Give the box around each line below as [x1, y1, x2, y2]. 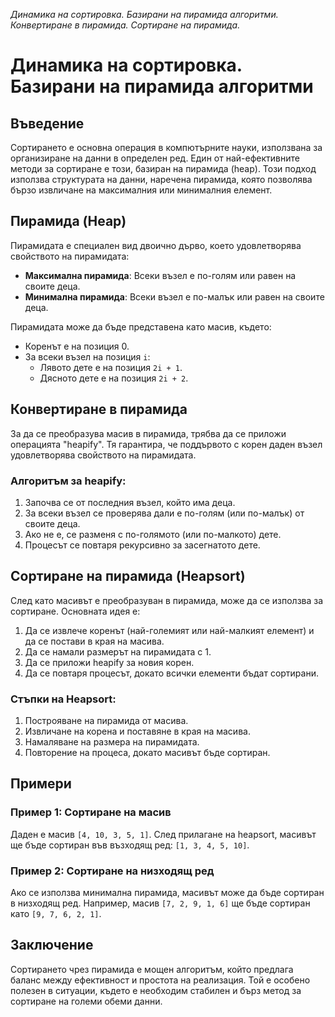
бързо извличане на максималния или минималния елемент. [10, 184, 273, 196]
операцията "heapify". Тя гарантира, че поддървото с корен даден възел [10, 438, 323, 450]
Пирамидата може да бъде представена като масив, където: [10, 320, 272, 333]
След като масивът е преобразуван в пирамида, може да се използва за [10, 594, 324, 606]
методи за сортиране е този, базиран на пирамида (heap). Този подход [10, 163, 317, 174]
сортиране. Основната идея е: [10, 605, 141, 617]
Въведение [10, 115, 85, 132]
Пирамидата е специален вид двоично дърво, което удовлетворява [10, 239, 302, 251]
